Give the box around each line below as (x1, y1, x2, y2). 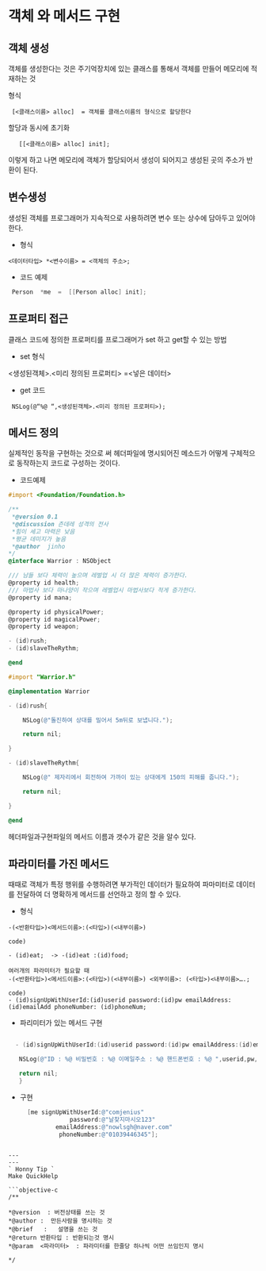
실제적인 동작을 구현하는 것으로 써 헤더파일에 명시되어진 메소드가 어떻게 (8, 449, 228, 458)
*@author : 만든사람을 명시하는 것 (8, 1217, 112, 1225)
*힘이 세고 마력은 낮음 (11, 527, 75, 536)
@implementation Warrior (8, 687, 90, 695)
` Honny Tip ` (8, 1165, 55, 1173)
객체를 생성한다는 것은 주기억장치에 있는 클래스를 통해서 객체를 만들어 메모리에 (8, 64, 249, 73)
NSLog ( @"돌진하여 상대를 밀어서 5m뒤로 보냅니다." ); (22, 716, 173, 724)
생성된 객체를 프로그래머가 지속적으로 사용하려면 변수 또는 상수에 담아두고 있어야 (8, 213, 256, 222)
